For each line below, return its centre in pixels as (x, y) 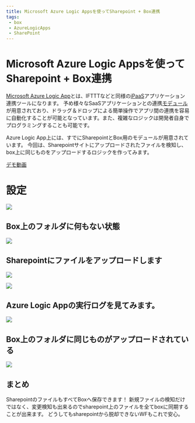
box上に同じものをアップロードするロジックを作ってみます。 (79, 152)
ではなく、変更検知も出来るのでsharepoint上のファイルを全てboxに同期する (97, 407)
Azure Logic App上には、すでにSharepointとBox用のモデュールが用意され (95, 137)
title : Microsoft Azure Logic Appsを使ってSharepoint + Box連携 (83, 11)
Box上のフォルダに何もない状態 (63, 227)
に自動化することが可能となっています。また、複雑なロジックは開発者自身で (98, 118)
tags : (13, 17)
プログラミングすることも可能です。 (49, 125)
